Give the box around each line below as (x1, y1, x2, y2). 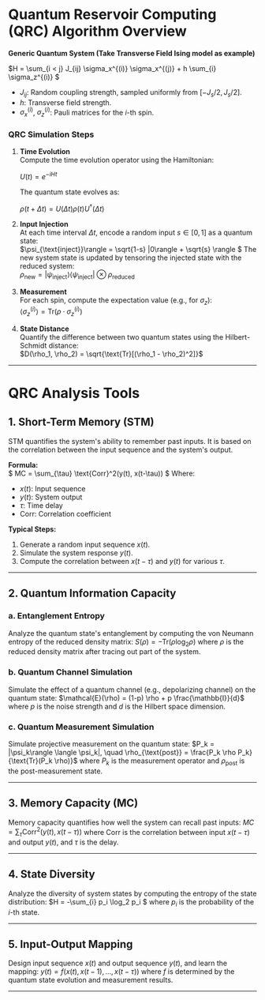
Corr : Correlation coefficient (19, 509, 112, 518)
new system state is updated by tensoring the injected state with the (19, 253, 242, 262)
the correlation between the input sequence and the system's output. (8, 445, 233, 454)
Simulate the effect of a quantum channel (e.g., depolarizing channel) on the (8, 685, 256, 694)
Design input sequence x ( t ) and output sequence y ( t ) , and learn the (8, 958, 227, 968)
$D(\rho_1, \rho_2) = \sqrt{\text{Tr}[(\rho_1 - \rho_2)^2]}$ (19, 349, 203, 359)
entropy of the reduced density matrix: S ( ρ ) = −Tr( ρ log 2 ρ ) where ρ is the (8, 637, 244, 648)
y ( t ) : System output (19, 492, 83, 502)
